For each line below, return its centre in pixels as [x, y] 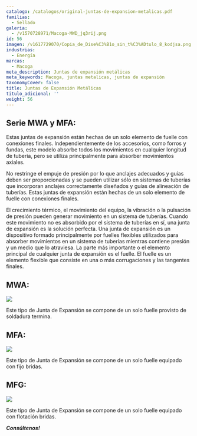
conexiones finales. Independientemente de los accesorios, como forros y [96, 143]
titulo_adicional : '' [33, 94]
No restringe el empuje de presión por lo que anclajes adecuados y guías [95, 174]
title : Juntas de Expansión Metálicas [54, 88]
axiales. [15, 162]
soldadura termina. [29, 316]
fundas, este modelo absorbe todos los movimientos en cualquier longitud [96, 150]
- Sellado [23, 22]
